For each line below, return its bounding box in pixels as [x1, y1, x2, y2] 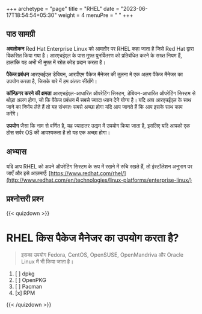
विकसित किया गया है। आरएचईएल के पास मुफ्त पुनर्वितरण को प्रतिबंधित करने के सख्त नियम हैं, [6, 51, 182, 59]
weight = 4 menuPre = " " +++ [58, 11, 133, 19]
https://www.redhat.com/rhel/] [50, 169, 126, 177]
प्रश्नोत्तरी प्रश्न [6, 194, 44, 204]
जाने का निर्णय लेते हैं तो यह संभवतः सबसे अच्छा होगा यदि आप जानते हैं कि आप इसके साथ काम [6, 103, 183, 111]
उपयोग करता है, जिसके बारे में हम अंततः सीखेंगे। [6, 77, 97, 85]
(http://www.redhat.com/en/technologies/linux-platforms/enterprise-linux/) [6, 176, 192, 184]
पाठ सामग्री [6, 29, 35, 39]
